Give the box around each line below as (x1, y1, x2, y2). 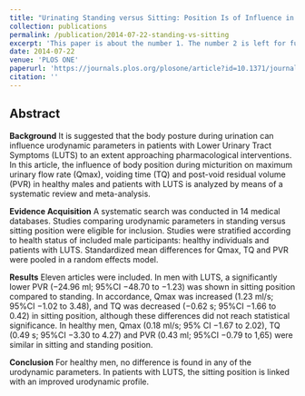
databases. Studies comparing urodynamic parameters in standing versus (9, 215, 286, 226)
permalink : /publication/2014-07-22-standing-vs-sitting (9, 30, 230, 39)
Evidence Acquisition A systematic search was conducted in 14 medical (9, 205, 280, 216)
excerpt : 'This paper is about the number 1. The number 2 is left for (9, 38, 286, 48)
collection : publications (9, 22, 107, 31)
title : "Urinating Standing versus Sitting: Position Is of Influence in (9, 13, 295, 23)
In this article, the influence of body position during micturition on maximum (9, 159, 293, 170)
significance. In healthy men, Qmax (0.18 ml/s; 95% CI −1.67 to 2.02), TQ (9, 320, 281, 331)
